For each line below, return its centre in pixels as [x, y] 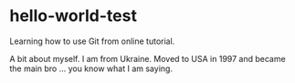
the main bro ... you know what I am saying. [91, 68]
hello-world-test [73, 16]
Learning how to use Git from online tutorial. [92, 41]
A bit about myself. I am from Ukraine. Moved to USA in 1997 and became [147, 58]
